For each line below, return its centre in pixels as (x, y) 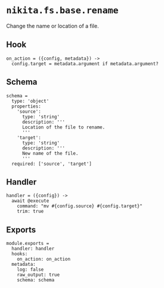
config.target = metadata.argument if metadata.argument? (85, 64)
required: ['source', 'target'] (52, 164)
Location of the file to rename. (64, 127)
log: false (30, 270)
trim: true (30, 212)
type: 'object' (30, 101)
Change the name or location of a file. (53, 26)
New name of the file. (50, 153)
